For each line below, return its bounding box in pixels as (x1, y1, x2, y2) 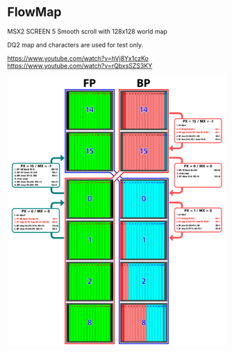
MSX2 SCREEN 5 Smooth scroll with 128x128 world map (7, 27, 168, 35)
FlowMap (7, 4, 62, 20)
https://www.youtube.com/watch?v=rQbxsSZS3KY (7, 61, 153, 70)
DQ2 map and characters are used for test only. (7, 40, 144, 49)
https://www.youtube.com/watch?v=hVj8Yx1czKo (7, 54, 149, 63)
